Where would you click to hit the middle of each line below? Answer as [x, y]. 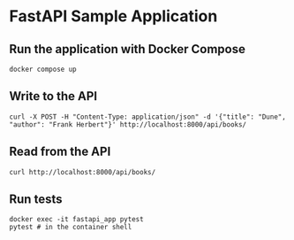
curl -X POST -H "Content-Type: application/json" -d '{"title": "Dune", [148, 117]
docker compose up [43, 69]
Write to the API [53, 96]
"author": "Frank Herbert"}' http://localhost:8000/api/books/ [128, 124]
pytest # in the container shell [71, 228]
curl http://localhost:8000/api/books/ [83, 172]
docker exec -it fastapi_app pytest [76, 220]
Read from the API [60, 152]
